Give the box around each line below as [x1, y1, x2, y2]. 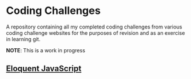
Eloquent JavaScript [6, 64, 82, 74]
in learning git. [6, 35, 41, 42]
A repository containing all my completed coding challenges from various [6, 23, 182, 30]
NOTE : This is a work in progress [6, 46, 86, 53]
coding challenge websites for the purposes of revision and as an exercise [6, 29, 185, 36]
